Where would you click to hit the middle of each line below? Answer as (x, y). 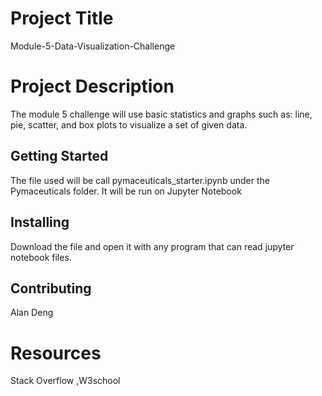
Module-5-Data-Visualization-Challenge (93, 46)
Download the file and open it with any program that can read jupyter (152, 246)
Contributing (51, 288)
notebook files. (41, 257)
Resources (56, 353)
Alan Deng (32, 313)
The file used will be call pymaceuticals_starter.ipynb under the (140, 180)
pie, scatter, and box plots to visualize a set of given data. (129, 124)
